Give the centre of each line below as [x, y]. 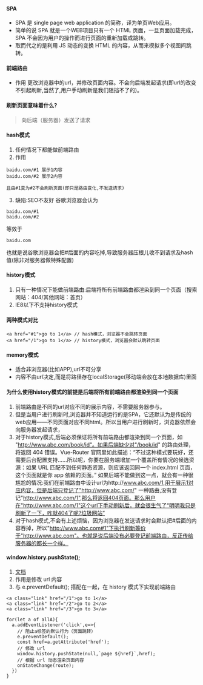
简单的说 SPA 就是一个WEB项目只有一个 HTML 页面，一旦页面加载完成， [106, 30]
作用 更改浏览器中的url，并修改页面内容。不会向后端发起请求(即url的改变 [106, 83]
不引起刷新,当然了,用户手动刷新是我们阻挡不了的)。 [78, 90]
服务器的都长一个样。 [42, 543]
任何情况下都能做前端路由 [47, 149]
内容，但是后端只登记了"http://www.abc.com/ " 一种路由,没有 [96, 490]
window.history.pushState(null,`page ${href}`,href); [86, 653]
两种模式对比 [22, 320]
